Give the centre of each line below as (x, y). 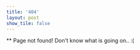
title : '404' (23, 12)
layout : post (23, 18)
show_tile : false (28, 23)
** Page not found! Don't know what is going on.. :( (70, 41)
